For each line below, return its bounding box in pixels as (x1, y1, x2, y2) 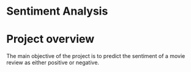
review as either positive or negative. (6, 59, 100, 67)
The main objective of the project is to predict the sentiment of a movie (6, 52, 185, 60)
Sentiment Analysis (6, 4, 108, 18)
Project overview (6, 32, 95, 46)
